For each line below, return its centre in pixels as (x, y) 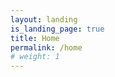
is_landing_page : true (57, 29)
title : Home (35, 38)
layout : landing (44, 19)
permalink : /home (46, 47)
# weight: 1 (35, 57)
